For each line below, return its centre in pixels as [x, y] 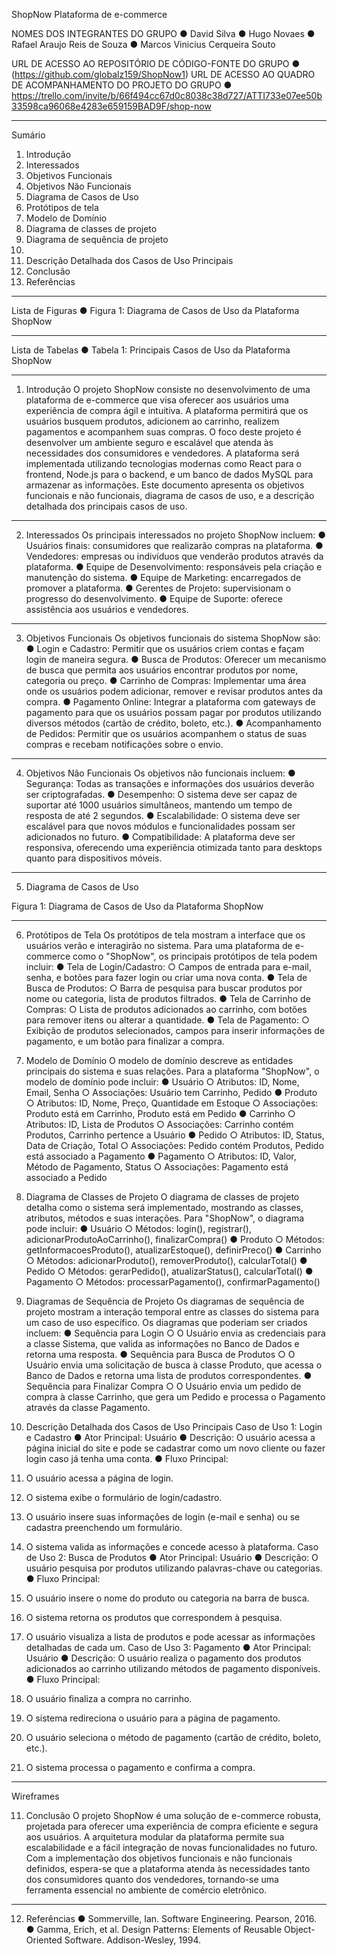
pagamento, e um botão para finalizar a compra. [125, 1041]
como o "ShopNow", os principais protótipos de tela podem [195, 956]
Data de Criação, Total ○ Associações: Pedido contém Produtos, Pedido [174, 1145]
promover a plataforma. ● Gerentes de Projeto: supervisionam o [158, 588]
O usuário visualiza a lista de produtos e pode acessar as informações [170, 1637]
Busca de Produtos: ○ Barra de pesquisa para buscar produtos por [164, 988]
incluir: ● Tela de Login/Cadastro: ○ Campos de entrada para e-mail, [168, 967]
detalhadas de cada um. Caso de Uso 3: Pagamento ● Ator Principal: [168, 1647]
